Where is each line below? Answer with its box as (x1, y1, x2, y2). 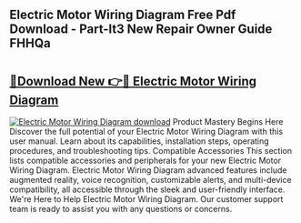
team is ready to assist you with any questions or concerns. (9, 204, 233, 214)
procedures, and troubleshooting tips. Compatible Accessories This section (9, 146, 293, 156)
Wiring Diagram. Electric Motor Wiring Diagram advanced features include (9, 165, 287, 176)
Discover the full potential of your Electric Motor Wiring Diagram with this (9, 127, 284, 137)
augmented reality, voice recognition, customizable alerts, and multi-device (9, 175, 293, 185)
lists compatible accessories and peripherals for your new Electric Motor (9, 155, 282, 166)
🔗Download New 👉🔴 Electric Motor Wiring (9, 73, 257, 89)
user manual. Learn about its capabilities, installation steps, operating (9, 136, 270, 147)
